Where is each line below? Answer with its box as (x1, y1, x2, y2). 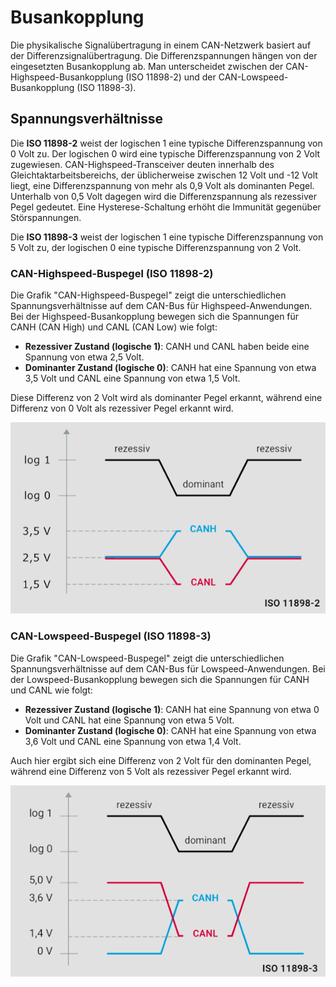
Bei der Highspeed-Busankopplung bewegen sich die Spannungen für (10, 311, 300, 323)
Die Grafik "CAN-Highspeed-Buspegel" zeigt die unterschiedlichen (10, 289, 287, 301)
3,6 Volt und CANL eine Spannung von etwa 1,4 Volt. (24, 735, 242, 747)
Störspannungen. (10, 211, 82, 223)
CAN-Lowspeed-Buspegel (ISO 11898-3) (10, 629, 212, 643)
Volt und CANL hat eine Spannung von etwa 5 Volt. (24, 714, 235, 726)
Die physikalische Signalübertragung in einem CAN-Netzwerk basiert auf (10, 39, 312, 51)
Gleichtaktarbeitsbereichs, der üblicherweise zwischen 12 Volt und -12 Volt (10, 169, 318, 181)
